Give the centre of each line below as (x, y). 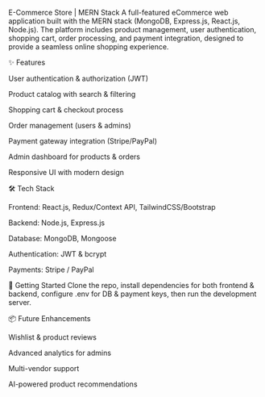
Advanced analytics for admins (60, 353)
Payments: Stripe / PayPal (51, 270)
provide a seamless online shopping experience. (89, 47)
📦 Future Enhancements (50, 318)
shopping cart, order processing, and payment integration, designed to (126, 38)
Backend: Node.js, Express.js (57, 223)
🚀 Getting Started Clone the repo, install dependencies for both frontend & (131, 285)
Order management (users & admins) (70, 125)
